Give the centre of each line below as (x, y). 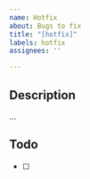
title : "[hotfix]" (43, 34)
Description (42, 95)
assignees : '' (36, 51)
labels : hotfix (37, 43)
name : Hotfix (33, 17)
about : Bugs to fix (45, 26)
